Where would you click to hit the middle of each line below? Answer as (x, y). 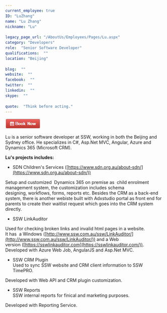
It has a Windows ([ (26, 234)
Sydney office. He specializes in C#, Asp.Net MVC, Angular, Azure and (78, 142)
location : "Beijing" (27, 58)
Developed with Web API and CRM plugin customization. (64, 280)
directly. (14, 209)
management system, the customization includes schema (65, 188)
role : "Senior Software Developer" (44, 48)
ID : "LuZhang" (20, 16)
